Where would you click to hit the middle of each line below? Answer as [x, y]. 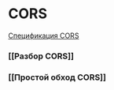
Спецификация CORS [44, 36]
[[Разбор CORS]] [41, 56]
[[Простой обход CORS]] [57, 77]
